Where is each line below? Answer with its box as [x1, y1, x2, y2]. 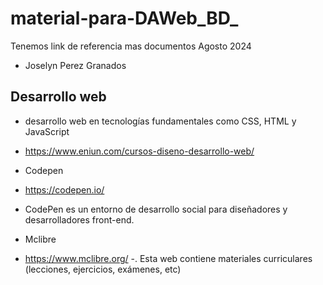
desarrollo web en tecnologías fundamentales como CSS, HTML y [24, 115, 297, 127]
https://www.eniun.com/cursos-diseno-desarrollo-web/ [24, 145, 255, 157]
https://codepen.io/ [24, 183, 105, 196]
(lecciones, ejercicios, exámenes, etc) [24, 263, 182, 275]
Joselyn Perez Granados [24, 59, 127, 71]
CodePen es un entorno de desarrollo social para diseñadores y [24, 203, 288, 215]
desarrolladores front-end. [24, 213, 135, 226]
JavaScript [24, 125, 70, 137]
